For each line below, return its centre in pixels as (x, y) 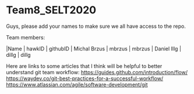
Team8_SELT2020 (51, 10)
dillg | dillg (18, 55)
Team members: (26, 37)
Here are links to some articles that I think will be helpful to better (84, 66)
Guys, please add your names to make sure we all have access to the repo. (96, 26)
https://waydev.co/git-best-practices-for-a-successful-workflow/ (85, 78)
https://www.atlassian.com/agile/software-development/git (77, 84)
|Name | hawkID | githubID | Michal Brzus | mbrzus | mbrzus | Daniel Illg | (94, 48)
